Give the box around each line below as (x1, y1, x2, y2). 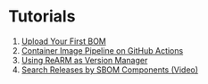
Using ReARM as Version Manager (21, 55, 148, 65)
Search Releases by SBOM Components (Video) (21, 64, 198, 75)
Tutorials (8, 6, 76, 27)
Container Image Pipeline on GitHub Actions (21, 45, 184, 55)
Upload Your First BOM (21, 36, 106, 46)
